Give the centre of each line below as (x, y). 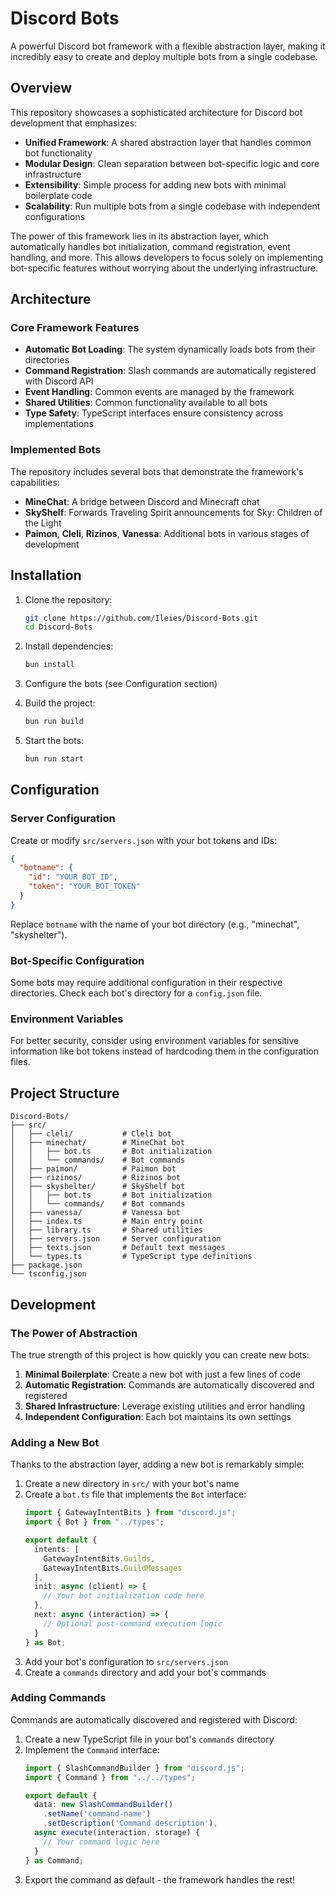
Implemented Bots (56, 450)
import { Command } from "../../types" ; (110, 1777)
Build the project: (60, 703)
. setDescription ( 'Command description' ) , (130, 1823)
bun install (49, 665)
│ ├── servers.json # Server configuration (116, 1239)
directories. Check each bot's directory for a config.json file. (136, 993)
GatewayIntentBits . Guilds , (99, 1558)
